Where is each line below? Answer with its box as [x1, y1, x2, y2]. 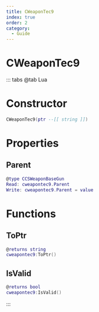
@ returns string [6, 246, 46, 253]
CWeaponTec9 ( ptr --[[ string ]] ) [6, 116, 88, 122]
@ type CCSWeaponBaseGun [6, 176, 65, 182]
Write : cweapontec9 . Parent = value [6, 187, 94, 193]
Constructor [6, 97, 68, 111]
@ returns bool [6, 284, 41, 290]
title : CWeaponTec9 [6, 8, 54, 15]
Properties [6, 137, 59, 150]
